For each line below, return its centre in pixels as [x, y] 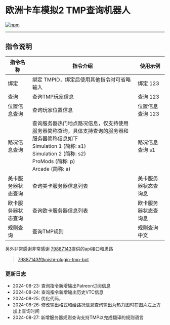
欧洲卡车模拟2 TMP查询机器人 [68, 10]
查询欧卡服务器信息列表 [60, 211]
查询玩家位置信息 [53, 110]
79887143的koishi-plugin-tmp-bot [53, 259]
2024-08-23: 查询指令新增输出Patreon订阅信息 [61, 286]
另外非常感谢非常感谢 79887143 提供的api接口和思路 [59, 249]
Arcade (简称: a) [51, 169]
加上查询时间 [26, 311]
